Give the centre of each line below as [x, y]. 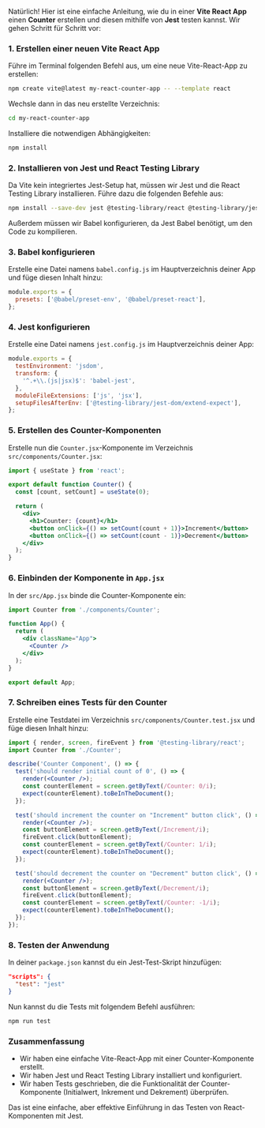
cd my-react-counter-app [49, 118]
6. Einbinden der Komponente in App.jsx [86, 578]
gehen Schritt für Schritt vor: [54, 28]
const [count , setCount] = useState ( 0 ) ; [82, 492]
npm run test [30, 1021]
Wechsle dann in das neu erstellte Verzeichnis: [84, 104]
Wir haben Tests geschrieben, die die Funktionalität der [109, 1083]
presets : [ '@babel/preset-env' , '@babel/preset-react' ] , [111, 299]
